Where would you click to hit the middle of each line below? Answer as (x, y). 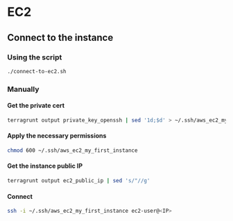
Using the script (35, 57)
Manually (23, 89)
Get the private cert (36, 106)
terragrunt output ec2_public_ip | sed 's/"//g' (79, 181)
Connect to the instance (60, 38)
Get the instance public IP (45, 166)
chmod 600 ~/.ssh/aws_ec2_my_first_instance (72, 150)
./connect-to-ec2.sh (37, 71)
